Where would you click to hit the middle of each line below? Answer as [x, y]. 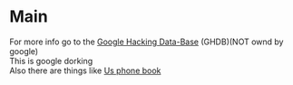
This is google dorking [51, 61]
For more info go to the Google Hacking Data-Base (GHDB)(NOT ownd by [146, 42]
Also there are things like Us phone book [85, 71]
